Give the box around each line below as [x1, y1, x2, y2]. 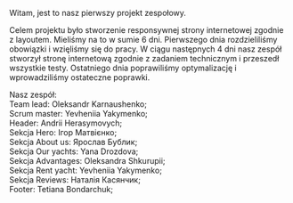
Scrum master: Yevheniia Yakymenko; [9, 109, 149, 118]
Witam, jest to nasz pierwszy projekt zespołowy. [9, 8, 187, 18]
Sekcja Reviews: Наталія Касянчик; [9, 175, 141, 185]
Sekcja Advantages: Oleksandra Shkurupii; [9, 156, 167, 166]
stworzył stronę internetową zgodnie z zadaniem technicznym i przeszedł [9, 53, 280, 63]
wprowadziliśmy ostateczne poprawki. [9, 72, 151, 83]
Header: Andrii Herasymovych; [9, 118, 123, 128]
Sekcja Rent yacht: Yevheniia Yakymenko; [9, 165, 163, 175]
